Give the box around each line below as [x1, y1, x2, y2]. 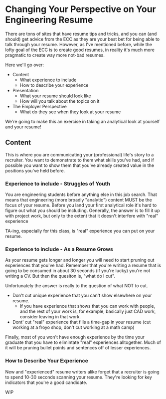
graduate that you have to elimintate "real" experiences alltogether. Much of [5, 339, 161, 345]
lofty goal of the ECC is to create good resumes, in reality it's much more [5, 47, 155, 53]
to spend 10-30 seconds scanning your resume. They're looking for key [5, 374, 152, 380]
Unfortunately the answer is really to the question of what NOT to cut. [5, 283, 148, 289]
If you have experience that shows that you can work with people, [19, 303, 156, 309]
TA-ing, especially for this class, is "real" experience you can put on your [5, 228, 155, 234]
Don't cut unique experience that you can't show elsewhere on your [12, 292, 152, 299]
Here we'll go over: [5, 62, 44, 68]
